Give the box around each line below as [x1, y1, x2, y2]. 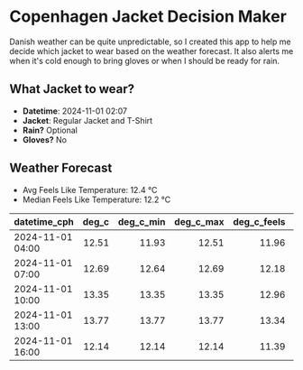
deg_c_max [174, 215, 225, 227]
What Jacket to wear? [9, 81, 135, 97]
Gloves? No [22, 134, 68, 145]
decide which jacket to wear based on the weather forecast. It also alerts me [9, 45, 294, 56]
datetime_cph [14, 215, 75, 227]
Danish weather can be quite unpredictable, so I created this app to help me [9, 36, 291, 47]
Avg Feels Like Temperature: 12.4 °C [22, 184, 158, 195]
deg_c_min [117, 215, 166, 227]
